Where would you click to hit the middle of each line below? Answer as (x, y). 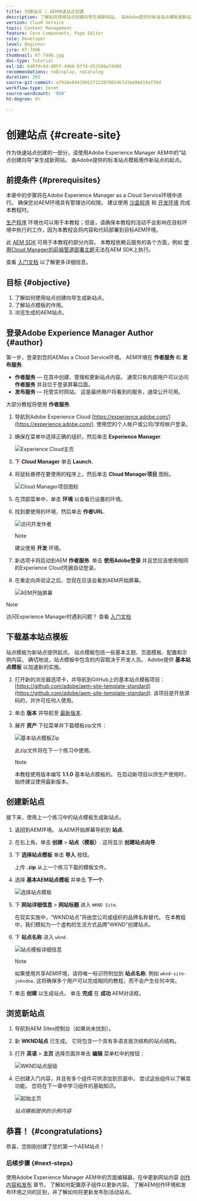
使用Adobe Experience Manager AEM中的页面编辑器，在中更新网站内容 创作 (98, 1177)
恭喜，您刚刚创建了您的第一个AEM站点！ (55, 1146)
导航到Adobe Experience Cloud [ (54, 417)
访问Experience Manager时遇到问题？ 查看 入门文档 (69, 617)
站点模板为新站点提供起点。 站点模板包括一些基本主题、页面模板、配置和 (94, 652)
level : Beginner (26, 45)
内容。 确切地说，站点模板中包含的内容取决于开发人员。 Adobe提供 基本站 (101, 660)
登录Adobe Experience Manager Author (80, 333)
